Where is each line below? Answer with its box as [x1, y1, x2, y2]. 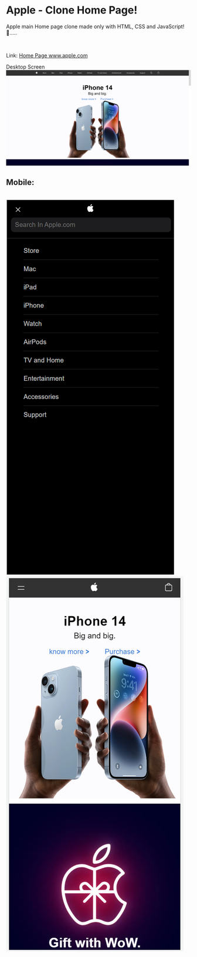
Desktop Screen [6, 63, 45, 70]
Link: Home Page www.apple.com [6, 52, 88, 59]
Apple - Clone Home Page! [6, 4, 138, 17]
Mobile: [6, 177, 35, 187]
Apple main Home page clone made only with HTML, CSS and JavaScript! [6, 23, 185, 30]
